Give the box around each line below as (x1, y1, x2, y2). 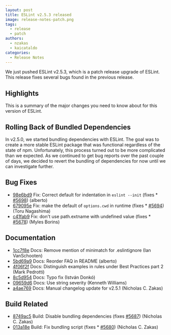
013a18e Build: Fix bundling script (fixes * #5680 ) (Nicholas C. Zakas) (12, 324, 159, 330)
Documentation (5, 234, 56, 242)
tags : (5, 21, 17, 27)
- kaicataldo (10, 45, 38, 50)
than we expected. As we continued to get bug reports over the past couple (5, 152, 164, 159)
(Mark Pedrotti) (12, 269, 45, 275)
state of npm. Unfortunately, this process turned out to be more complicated (5, 147, 165, 153)
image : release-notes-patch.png (5, 17, 74, 22)
